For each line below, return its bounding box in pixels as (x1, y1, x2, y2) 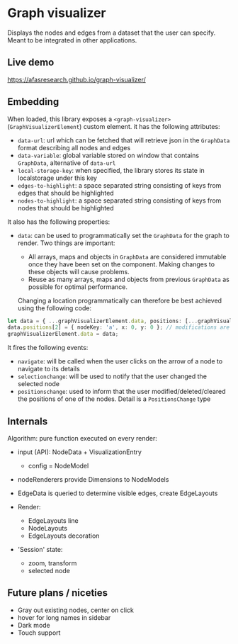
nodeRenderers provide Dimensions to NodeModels (17, 475, 169, 483)
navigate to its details (17, 365, 80, 373)
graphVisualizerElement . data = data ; (7, 331, 119, 338)
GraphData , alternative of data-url (17, 158, 116, 167)
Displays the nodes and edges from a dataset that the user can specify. (7, 28, 216, 37)
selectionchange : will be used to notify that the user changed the (17, 372, 208, 380)
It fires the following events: (7, 344, 89, 352)
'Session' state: (17, 546, 63, 553)
